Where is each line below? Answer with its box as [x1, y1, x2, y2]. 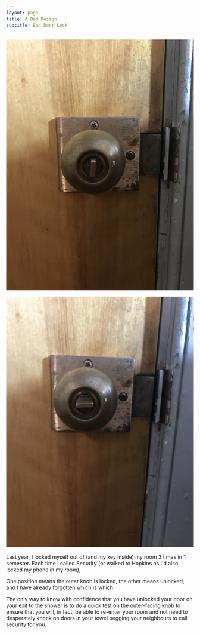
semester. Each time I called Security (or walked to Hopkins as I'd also [6, 560, 179, 567]
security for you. [6, 621, 46, 628]
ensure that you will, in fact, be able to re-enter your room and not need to [6, 608, 188, 615]
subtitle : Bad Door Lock [6, 22, 68, 28]
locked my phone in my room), [6, 566, 81, 573]
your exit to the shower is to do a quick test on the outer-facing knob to [6, 602, 181, 609]
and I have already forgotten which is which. [6, 584, 115, 591]
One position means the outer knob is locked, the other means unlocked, [6, 578, 185, 585]
